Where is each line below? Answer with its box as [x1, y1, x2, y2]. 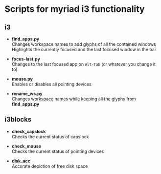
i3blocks [4, 116, 32, 124]
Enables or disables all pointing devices [11, 81, 92, 87]
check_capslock [11, 128, 46, 134]
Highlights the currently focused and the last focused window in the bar [11, 47, 157, 52]
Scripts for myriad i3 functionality [4, 3, 145, 15]
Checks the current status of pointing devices [11, 148, 104, 154]
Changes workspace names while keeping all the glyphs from [11, 96, 136, 102]
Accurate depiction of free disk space [11, 163, 88, 169]
